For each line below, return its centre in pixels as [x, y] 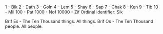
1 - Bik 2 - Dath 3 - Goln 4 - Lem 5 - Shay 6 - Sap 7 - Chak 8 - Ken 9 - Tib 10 [82, 7]
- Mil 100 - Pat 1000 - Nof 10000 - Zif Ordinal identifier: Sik [64, 12]
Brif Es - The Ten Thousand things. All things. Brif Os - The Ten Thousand [79, 21]
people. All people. [24, 26]
